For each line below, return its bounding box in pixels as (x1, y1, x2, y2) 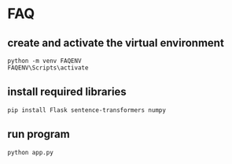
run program (7, 128, 70, 141)
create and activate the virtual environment (7, 36, 225, 50)
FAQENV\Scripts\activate (7, 64, 89, 72)
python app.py (7, 148, 54, 156)
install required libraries (7, 85, 127, 99)
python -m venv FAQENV (7, 57, 82, 65)
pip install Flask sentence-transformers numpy (7, 106, 167, 114)
